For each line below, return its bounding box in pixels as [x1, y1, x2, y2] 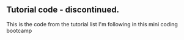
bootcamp [6, 27, 32, 34]
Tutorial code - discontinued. [6, 5, 120, 15]
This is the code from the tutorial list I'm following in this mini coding [6, 20, 178, 27]
